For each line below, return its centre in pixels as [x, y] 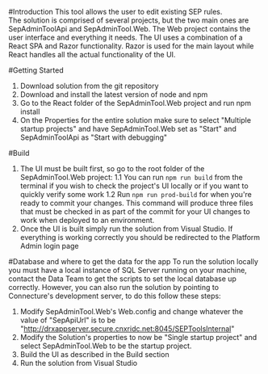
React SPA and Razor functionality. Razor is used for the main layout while [131, 46]
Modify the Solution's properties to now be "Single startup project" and [138, 337]
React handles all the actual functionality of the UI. [92, 55]
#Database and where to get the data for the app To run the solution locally [133, 261]
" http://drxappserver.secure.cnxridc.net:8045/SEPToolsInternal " [127, 329]
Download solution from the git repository [89, 86]
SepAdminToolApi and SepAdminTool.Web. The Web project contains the [130, 29]
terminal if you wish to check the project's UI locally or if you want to [134, 186]
